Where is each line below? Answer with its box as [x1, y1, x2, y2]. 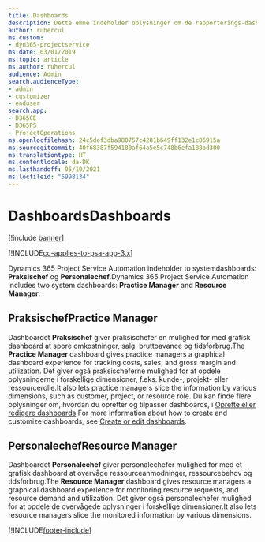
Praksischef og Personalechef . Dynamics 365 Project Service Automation [8, 271, 249, 281]
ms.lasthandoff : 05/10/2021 [8, 166, 101, 174]
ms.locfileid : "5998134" [8, 173, 90, 181]
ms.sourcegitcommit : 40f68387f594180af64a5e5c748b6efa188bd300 [8, 144, 221, 151]
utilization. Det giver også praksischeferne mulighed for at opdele [8, 366, 221, 376]
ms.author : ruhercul [8, 63, 77, 71]
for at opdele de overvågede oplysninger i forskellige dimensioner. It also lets [8, 502, 257, 511]
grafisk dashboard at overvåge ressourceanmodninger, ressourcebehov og [8, 469, 252, 478]
